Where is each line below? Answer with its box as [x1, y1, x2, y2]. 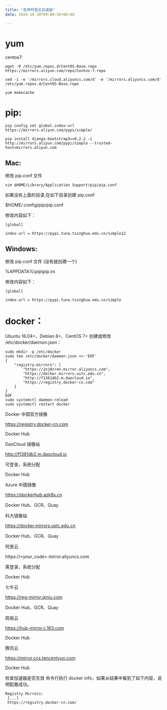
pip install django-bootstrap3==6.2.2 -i [5, 136, 93, 141]
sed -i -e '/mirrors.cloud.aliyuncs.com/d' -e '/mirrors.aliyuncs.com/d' [5, 77, 162, 82]
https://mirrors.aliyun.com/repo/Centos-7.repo [5, 68, 106, 73]
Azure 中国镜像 [5, 482, 36, 488]
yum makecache [5, 90, 35, 95]
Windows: [5, 244, 38, 253]
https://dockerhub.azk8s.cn [5, 492, 62, 498]
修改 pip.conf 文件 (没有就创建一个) [5, 258, 77, 264]
